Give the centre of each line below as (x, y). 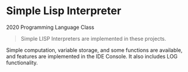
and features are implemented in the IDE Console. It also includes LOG (92, 56)
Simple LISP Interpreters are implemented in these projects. (93, 38)
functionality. (22, 63)
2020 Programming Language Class (50, 27)
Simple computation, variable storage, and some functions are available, (94, 50)
